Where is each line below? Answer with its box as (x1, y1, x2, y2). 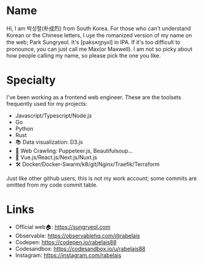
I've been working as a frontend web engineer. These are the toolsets (6, 93, 182, 101)
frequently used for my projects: (6, 100, 87, 107)
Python (15, 125, 34, 132)
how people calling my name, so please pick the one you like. (6, 51, 161, 59)
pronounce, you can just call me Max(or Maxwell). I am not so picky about (6, 45, 193, 53)
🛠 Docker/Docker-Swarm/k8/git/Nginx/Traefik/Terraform (15, 160, 160, 168)
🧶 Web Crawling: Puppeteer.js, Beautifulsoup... (15, 147, 133, 154)
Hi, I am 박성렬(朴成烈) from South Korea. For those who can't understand (6, 24, 191, 32)
